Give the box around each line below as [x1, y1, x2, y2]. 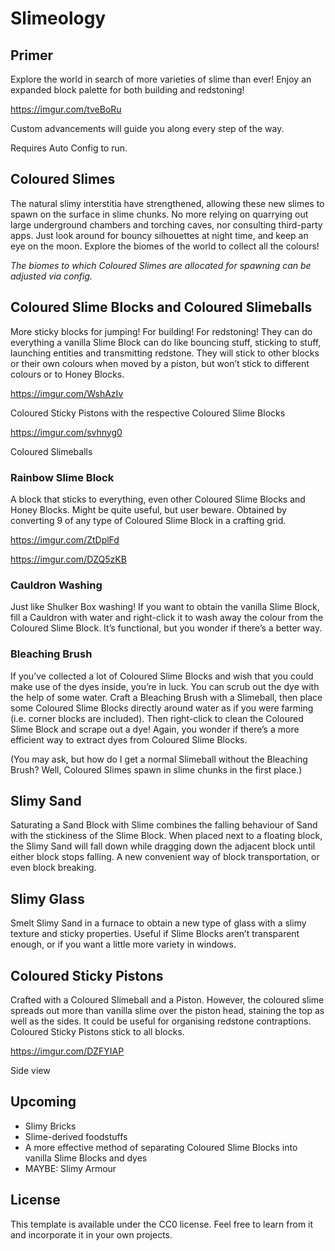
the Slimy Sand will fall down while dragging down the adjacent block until [10, 840, 316, 852]
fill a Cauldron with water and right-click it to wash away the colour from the [10, 612, 324, 624]
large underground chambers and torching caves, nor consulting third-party [10, 218, 323, 231]
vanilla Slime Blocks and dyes [24, 1152, 148, 1164]
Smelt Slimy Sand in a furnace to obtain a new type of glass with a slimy [10, 917, 307, 929]
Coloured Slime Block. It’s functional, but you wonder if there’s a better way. [10, 622, 323, 634]
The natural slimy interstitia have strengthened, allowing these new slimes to [10, 197, 325, 209]
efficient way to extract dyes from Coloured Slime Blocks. [10, 733, 248, 746]
